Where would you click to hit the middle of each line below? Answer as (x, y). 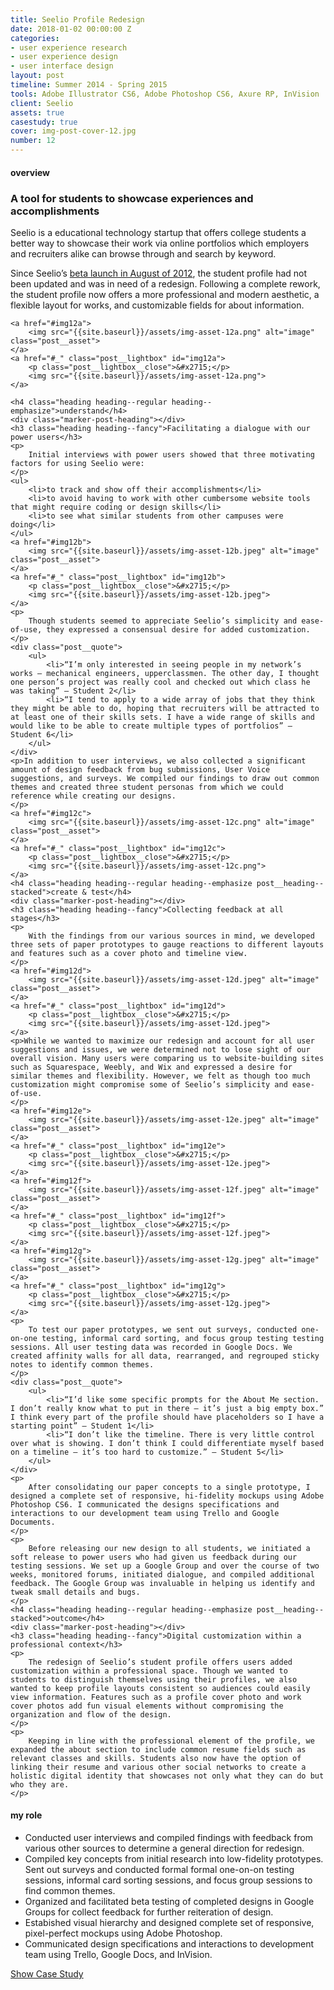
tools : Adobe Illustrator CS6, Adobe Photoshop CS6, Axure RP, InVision (165, 94)
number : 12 (33, 141)
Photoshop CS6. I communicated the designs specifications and (145, 1504)
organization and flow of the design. (91, 1714)
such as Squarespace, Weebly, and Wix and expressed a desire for (151, 1067)
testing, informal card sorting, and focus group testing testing (183, 1338)
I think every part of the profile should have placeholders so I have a (167, 1417)
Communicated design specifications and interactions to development (169, 1944)
